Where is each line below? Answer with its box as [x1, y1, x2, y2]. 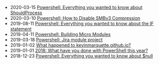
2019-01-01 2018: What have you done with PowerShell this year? [10, 48, 148, 53]
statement [10, 26, 32, 32]
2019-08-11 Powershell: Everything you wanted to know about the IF [10, 20, 154, 26]
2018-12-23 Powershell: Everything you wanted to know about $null [10, 53, 153, 59]
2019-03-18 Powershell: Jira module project [10, 37, 103, 43]
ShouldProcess [10, 10, 42, 16]
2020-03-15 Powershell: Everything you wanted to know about [10, 5, 143, 10]
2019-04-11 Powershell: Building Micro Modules [10, 31, 111, 37]
